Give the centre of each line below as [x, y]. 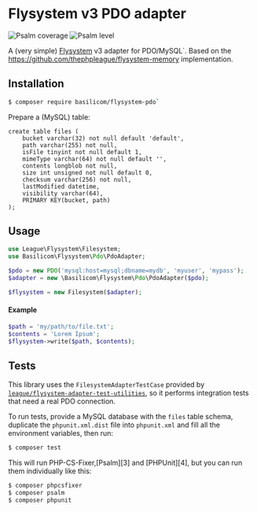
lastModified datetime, [61, 186]
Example [23, 310]
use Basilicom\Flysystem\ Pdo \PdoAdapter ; [77, 256]
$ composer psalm [37, 493]
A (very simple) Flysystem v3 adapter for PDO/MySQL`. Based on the [120, 50]
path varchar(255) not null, [70, 145]
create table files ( [44, 131]
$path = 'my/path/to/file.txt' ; [61, 327]
